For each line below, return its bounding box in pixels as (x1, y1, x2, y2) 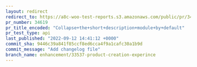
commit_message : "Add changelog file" (5, 47, 101, 52)
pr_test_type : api (5, 30, 51, 36)
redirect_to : (5, 14, 38, 20)
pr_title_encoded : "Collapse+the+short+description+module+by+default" (5, 24, 185, 31)
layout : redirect (5, 8, 48, 15)
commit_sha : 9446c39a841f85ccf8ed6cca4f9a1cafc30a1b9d (5, 41, 143, 47)
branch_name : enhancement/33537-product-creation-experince (5, 52, 156, 58)
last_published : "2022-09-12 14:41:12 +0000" (5, 36, 119, 41)
